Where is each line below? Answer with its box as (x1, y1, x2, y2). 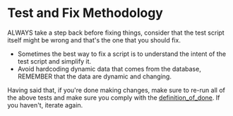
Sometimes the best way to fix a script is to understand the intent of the (17, 50, 227, 58)
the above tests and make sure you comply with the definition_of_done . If (7, 93, 220, 102)
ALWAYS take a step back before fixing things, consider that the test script (7, 28, 225, 37)
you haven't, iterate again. (7, 100, 83, 109)
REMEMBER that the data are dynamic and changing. (17, 72, 172, 81)
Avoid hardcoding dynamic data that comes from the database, (17, 64, 201, 73)
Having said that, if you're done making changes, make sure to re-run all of (7, 86, 226, 94)
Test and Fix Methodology (7, 5, 164, 21)
